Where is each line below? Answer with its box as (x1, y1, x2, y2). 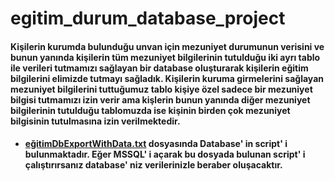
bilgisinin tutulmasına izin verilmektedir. (10, 115, 181, 127)
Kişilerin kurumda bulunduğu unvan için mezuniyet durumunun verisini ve (10, 40, 325, 52)
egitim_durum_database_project (10, 7, 286, 30)
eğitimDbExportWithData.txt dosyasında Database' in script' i (24, 138, 288, 150)
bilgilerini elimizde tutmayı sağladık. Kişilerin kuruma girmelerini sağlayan (10, 72, 324, 84)
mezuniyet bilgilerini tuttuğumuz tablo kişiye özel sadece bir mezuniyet (10, 83, 313, 95)
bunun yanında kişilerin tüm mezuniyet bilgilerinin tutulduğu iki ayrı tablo (10, 51, 321, 63)
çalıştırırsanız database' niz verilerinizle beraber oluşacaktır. (24, 159, 283, 171)
